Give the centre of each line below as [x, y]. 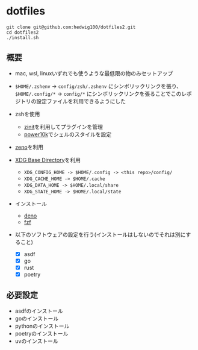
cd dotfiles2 [23, 32]
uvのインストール [36, 341]
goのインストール [37, 318]
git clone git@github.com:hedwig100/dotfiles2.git [71, 27]
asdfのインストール [39, 311]
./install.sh [23, 37]
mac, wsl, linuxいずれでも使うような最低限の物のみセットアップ [94, 73]
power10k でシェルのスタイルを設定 [68, 134]
